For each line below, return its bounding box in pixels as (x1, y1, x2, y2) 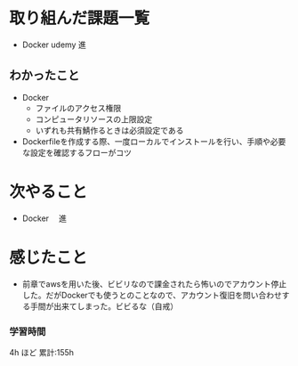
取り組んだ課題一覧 (9, 8, 150, 28)
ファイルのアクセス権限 (35, 102, 122, 113)
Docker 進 (21, 213, 68, 224)
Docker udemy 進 (21, 39, 86, 50)
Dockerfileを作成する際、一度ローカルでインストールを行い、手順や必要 (21, 135, 286, 147)
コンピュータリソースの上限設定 (35, 113, 153, 125)
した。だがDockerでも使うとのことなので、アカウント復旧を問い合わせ (21, 289, 282, 300)
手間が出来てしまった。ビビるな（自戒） (29, 300, 179, 312)
